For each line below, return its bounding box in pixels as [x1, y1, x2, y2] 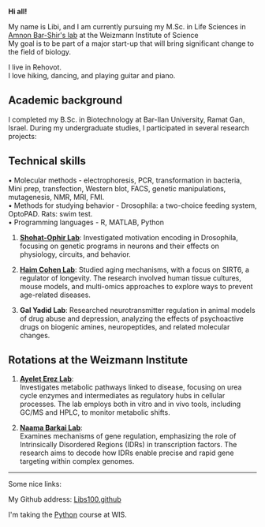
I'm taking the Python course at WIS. [8, 510, 128, 520]
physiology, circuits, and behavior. [19, 249, 132, 259]
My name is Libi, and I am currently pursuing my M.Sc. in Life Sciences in [8, 22, 246, 31]
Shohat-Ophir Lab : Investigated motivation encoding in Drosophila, [19, 232, 238, 242]
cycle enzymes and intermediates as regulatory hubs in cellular [19, 391, 226, 401]
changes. [19, 330, 50, 340]
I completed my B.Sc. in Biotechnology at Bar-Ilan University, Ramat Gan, [8, 115, 245, 124]
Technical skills [8, 154, 87, 168]
